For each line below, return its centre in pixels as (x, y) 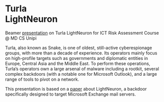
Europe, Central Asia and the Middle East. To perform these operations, (78, 63)
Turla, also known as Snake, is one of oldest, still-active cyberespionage (79, 48)
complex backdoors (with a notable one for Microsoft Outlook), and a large (81, 74)
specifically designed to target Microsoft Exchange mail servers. (71, 94)
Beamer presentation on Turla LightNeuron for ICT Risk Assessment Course (82, 33)
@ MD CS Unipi (21, 38)
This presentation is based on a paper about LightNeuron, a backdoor (76, 89)
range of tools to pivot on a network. (42, 79)
